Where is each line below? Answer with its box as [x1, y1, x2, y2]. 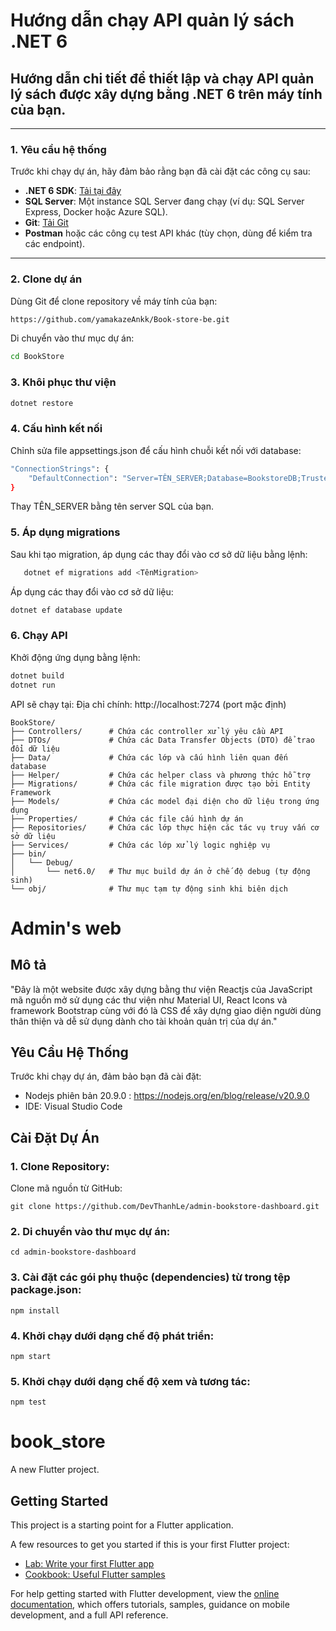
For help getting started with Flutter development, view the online [10, 1587, 280, 1599]
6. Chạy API [10, 629, 68, 643]
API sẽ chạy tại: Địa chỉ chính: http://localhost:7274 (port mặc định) [10, 698, 287, 710]
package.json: [10, 1283, 82, 1297]
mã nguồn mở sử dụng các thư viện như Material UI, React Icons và [10, 994, 288, 1006]
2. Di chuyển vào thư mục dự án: [10, 1224, 171, 1238]
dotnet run [10, 680, 56, 690]
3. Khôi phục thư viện [10, 375, 117, 389]
